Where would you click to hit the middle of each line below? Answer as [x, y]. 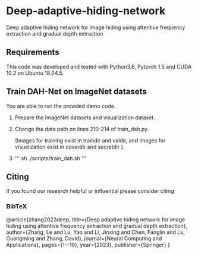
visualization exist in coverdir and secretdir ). [70, 147]
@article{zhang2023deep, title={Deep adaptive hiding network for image [96, 219]
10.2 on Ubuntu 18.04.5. [35, 73]
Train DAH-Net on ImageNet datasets [76, 92]
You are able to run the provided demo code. [61, 106]
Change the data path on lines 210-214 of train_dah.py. [82, 129]
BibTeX [17, 207]
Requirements [33, 53]
